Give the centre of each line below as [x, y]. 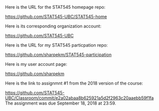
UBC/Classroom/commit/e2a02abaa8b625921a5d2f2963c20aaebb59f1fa [79, 98]
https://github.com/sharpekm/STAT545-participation [58, 55]
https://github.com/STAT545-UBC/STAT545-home [56, 16]
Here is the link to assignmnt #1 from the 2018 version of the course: [74, 83]
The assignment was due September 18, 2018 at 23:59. [61, 103]
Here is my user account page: [36, 64]
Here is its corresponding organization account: [53, 26]
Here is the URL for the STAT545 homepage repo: [55, 7]
